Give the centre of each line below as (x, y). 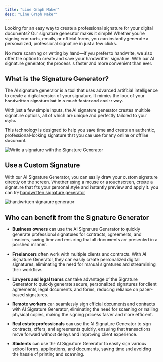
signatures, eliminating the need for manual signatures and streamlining (84, 264)
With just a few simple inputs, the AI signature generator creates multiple (78, 110)
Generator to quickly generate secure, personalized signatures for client (84, 284)
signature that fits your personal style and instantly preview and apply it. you (81, 187)
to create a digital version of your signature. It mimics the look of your (75, 96)
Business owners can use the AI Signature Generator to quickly (76, 229)
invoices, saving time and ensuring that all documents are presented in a (85, 239)
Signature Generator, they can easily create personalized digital (76, 259)
